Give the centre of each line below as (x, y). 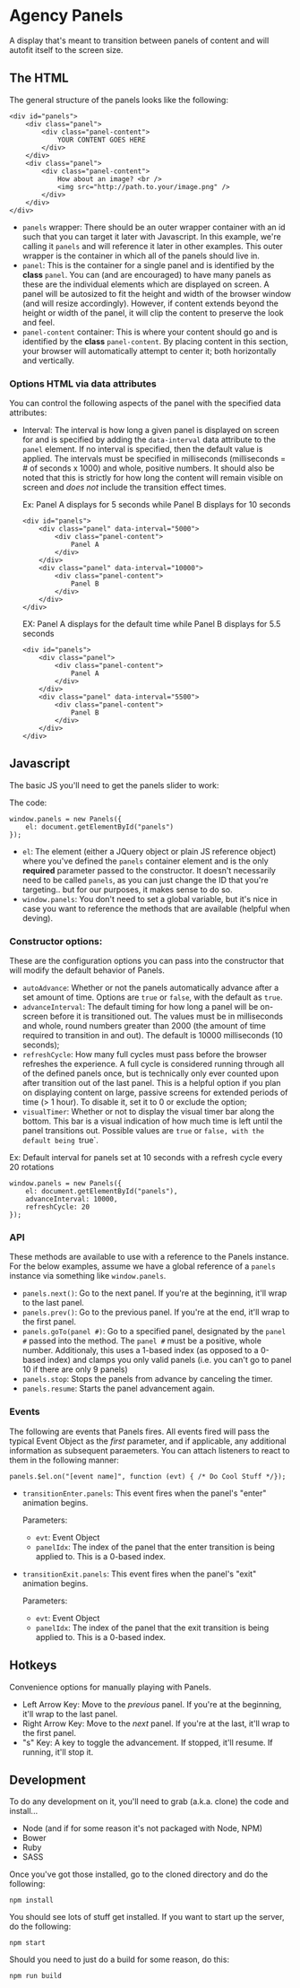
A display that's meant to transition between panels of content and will (139, 40)
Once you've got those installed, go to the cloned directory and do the (139, 1874)
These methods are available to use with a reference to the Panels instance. (149, 1257)
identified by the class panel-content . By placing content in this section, (155, 341)
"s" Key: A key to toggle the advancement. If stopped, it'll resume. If (147, 1742)
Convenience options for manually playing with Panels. (111, 1687)
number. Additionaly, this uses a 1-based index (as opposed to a (140, 1350)
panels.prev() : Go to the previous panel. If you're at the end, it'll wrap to (156, 1312)
